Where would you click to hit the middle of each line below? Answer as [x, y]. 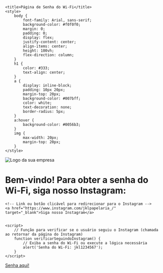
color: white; [37, 103]
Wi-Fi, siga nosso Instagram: [66, 191]
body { [21, 16]
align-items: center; [45, 46]
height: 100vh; [39, 51]
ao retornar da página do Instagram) [44, 234]
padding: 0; [35, 33]
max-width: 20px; [41, 138]
